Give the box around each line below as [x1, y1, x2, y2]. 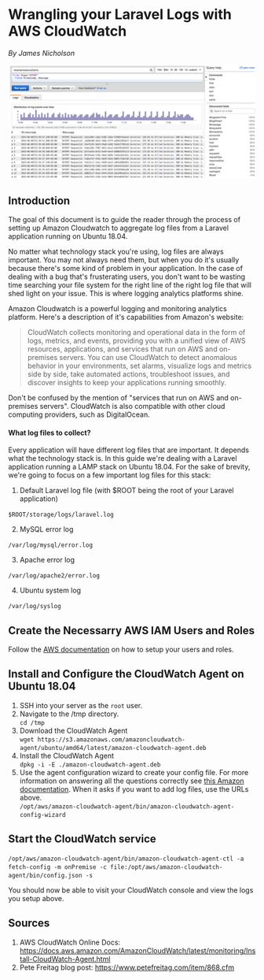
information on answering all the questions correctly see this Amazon [19, 776, 244, 785]
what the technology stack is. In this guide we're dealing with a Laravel [8, 454, 237, 463]
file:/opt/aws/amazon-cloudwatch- [109, 863, 223, 871]
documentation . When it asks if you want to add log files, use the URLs [19, 784, 249, 793]
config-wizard [19, 811, 66, 819]
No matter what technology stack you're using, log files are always [8, 247, 224, 257]
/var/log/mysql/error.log [8, 541, 93, 549]
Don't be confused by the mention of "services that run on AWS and [8, 393, 229, 403]
